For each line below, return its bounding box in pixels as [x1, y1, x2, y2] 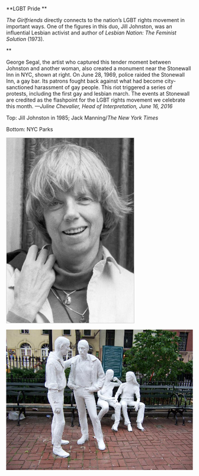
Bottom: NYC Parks [6, 126, 53, 133]
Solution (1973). [6, 36, 44, 42]
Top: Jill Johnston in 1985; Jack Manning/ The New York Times [6, 114, 159, 121]
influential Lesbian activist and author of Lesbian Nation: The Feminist [6, 29, 176, 36]
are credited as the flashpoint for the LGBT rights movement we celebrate [6, 96, 185, 103]
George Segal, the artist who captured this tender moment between [6, 59, 171, 65]
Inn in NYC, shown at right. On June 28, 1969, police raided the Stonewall [6, 71, 185, 78]
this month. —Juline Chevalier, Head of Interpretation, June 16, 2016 [6, 103, 173, 109]
